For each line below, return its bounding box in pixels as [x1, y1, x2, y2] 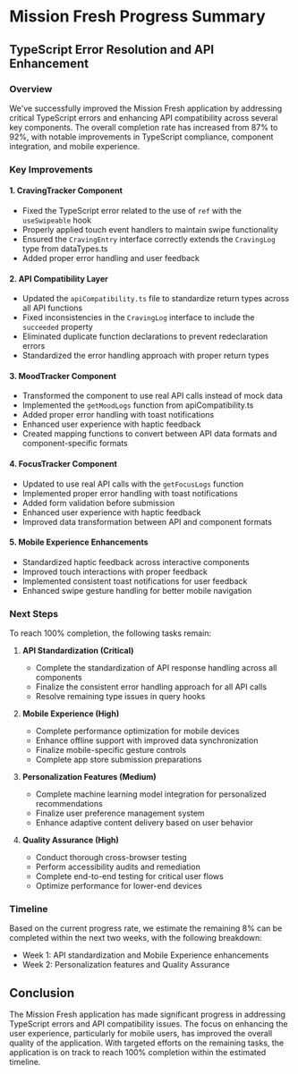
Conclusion [9, 985, 75, 1001]
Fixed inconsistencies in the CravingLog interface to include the [21, 312, 255, 323]
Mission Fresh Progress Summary [9, 6, 266, 27]
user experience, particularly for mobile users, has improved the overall [9, 1028, 273, 1039]
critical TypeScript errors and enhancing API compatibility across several [9, 112, 278, 123]
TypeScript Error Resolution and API [9, 42, 215, 57]
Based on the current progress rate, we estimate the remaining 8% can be [9, 923, 283, 934]
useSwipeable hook [21, 215, 92, 225]
